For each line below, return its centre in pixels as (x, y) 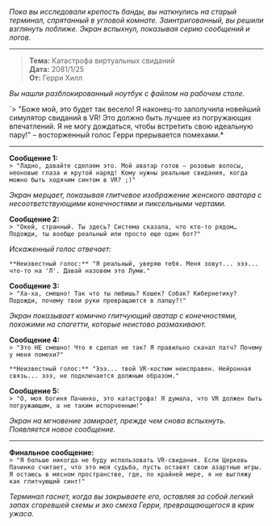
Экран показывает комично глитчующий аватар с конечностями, (123, 316)
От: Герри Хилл (56, 78)
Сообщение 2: (34, 219)
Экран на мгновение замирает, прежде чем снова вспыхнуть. (118, 421)
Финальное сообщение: (52, 452)
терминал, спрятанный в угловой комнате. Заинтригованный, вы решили (136, 20)
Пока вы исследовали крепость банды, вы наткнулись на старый (123, 12)
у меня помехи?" (36, 355)
